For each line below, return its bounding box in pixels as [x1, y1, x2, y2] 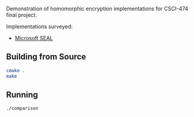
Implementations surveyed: [6, 23, 73, 30]
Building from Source [6, 52, 86, 62]
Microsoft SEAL [14, 35, 54, 41]
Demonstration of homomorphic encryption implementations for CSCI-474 [6, 5, 189, 12]
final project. [6, 11, 37, 19]
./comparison [6, 106, 39, 112]
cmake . [6, 67, 26, 73]
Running [6, 90, 39, 100]
